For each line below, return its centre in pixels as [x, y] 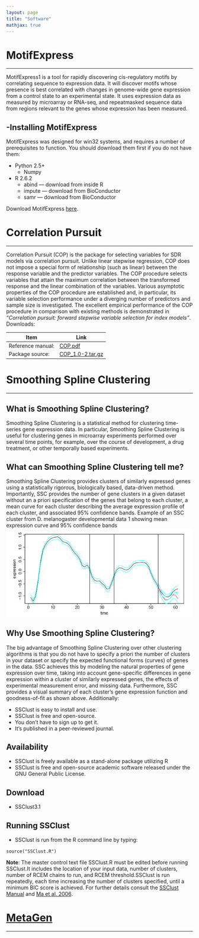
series [14, 430]
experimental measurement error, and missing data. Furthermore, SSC [92, 685]
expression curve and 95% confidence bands [62, 526]
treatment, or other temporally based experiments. [68, 449]
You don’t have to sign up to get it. [57, 722]
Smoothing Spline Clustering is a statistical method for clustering [85, 423]
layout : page [22, 12]
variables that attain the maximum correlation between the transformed [93, 280]
